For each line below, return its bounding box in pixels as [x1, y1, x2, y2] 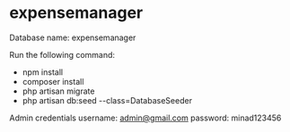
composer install [22, 76, 84, 87]
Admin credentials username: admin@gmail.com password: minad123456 [9, 112, 282, 123]
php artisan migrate [22, 86, 95, 96]
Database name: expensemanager [9, 32, 136, 43]
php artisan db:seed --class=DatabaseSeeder [22, 95, 193, 105]
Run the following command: [9, 49, 115, 60]
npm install [22, 66, 64, 78]
